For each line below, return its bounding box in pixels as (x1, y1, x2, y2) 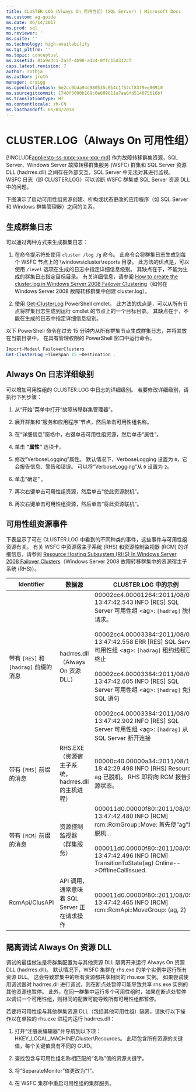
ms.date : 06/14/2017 (6, 19, 57, 25)
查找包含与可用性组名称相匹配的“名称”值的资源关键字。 (14, 1055, 148, 1062)
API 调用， (59, 876, 89, 885)
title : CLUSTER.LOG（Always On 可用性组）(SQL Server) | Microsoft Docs (6, 8, 181, 15)
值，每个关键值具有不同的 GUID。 (14, 1042, 96, 1049)
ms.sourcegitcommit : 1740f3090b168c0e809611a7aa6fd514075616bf (6, 90, 163, 96)
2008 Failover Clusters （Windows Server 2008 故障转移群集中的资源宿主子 (6, 558, 188, 565)
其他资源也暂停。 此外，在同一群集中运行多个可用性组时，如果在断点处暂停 (6, 988, 187, 995)
